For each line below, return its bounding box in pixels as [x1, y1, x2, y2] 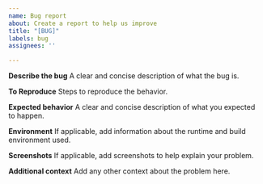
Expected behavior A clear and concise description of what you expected [8, 102, 256, 112]
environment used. [8, 135, 71, 145]
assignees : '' [8, 42, 57, 50]
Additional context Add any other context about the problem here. [8, 166, 231, 176]
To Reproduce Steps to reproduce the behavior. [8, 86, 168, 97]
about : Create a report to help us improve [8, 19, 158, 27]
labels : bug [8, 34, 49, 43]
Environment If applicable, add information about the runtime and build [8, 127, 247, 136]
